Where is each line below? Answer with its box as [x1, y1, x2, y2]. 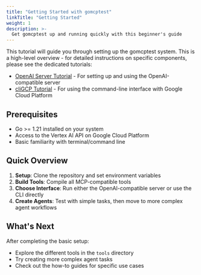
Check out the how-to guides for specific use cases [14, 262, 144, 269]
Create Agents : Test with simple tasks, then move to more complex [14, 197, 183, 204]
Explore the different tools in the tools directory [14, 249, 134, 256]
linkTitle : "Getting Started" [6, 15, 83, 21]
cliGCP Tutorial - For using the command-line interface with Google [14, 85, 183, 92]
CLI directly [14, 191, 44, 198]
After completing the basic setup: [6, 237, 89, 245]
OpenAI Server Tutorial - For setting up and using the [14, 73, 147, 80]
